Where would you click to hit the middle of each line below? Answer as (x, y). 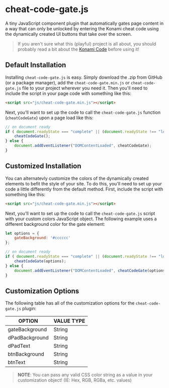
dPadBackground (28, 338)
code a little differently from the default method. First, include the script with (84, 189)
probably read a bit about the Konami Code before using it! (78, 49)
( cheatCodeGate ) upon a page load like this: (49, 118)
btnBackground (26, 354)
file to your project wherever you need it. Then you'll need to (85, 88)
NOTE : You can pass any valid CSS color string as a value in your (85, 375)
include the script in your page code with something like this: (68, 93)
